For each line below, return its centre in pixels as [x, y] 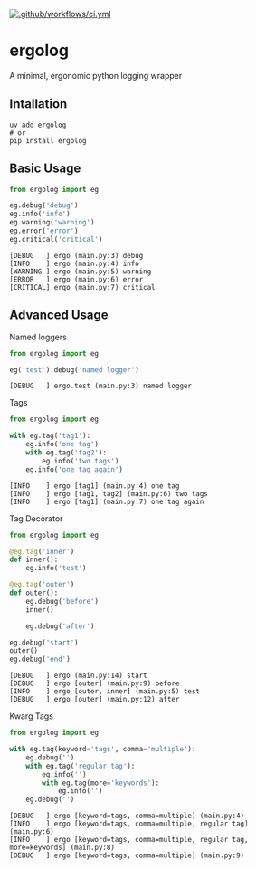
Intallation [38, 104]
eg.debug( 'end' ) [40, 659]
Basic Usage [45, 169]
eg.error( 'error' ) [44, 231]
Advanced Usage [59, 315]
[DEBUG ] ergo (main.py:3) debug [76, 255]
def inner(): [34, 560]
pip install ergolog [48, 140]
